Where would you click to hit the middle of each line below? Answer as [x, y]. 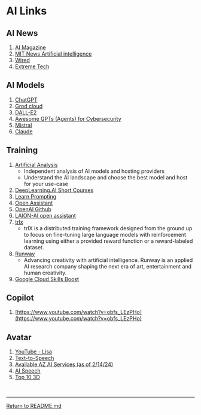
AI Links [27, 11]
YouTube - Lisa [33, 352]
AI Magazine [30, 47]
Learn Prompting [36, 196]
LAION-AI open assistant [45, 215]
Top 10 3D [27, 377]
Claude [24, 131]
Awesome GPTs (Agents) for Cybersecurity [68, 118]
